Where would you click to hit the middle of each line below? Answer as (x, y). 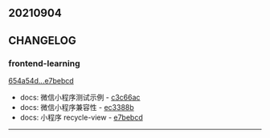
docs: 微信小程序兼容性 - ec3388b (77, 108)
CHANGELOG (42, 41)
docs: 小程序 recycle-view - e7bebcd (81, 118)
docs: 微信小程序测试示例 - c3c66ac (80, 97)
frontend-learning (44, 63)
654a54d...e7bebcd (41, 81)
